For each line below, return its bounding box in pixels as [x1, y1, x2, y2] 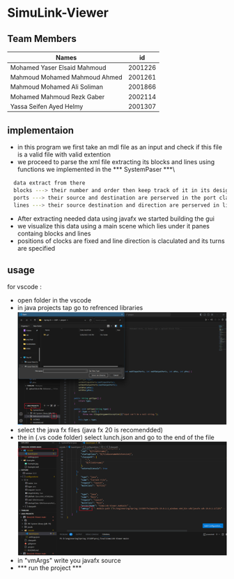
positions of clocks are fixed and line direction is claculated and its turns [17, 236, 225, 245]
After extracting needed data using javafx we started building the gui [17, 214, 214, 223]
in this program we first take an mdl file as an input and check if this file [17, 143, 223, 152]
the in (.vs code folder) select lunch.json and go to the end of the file [17, 433, 214, 441]
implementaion [7, 124, 75, 136]
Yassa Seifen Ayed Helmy [10, 102, 84, 110]
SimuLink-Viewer [7, 5, 109, 21]
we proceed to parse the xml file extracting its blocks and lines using [17, 158, 215, 166]
